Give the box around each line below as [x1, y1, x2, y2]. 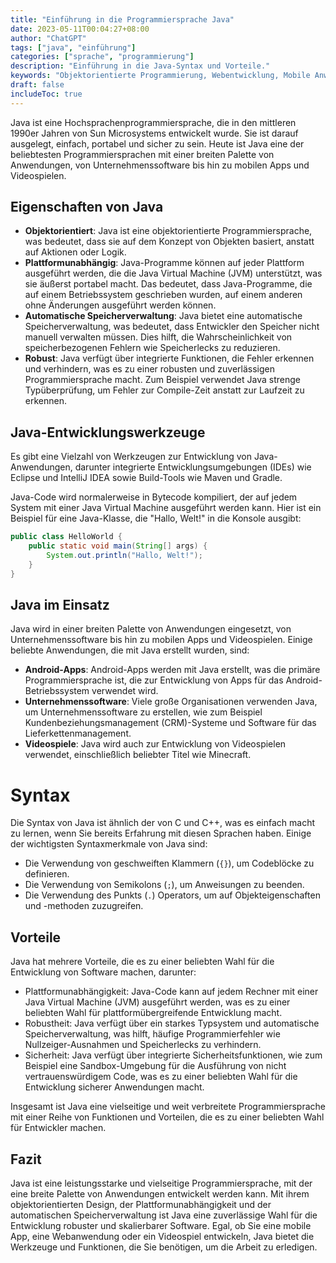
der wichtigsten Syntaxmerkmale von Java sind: [10, 838, 208, 850]
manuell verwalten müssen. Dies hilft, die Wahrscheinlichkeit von [24, 331, 293, 343]
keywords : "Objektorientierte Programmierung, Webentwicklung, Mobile [10, 71, 311, 81]
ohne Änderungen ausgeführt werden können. [24, 299, 217, 311]
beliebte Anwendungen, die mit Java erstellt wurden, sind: [10, 644, 250, 656]
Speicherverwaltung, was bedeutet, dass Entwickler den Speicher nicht [24, 321, 320, 333]
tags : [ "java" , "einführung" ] [10, 42, 137, 53]
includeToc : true [10, 89, 83, 99]
